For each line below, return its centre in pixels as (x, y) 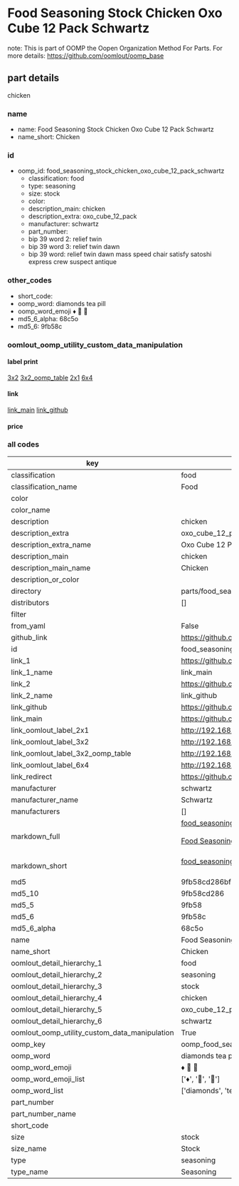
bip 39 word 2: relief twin (65, 239)
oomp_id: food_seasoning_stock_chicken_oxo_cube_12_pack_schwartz (121, 171)
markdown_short (39, 866)
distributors (30, 602)
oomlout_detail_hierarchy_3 (57, 986)
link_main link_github (38, 410)
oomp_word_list (37, 1090)
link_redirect (32, 776)
